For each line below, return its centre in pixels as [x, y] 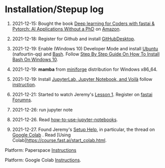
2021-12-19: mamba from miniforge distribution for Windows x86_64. [85, 69]
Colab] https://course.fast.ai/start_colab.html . [59, 140]
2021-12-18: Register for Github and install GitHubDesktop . [74, 39]
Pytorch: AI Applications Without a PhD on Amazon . [66, 29]
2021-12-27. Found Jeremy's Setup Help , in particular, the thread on [84, 129]
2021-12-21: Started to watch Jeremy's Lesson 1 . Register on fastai [82, 94]
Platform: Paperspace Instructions [41, 150]
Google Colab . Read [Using [41, 135]
